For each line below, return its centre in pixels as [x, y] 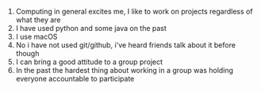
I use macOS [36, 36]
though [27, 53]
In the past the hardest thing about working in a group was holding [125, 70]
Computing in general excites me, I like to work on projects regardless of [134, 11]
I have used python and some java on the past [91, 28]
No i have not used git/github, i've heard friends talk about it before [126, 45]
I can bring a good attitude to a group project [89, 62]
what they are [38, 20]
